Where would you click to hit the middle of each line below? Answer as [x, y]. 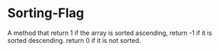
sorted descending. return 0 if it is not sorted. [74, 40]
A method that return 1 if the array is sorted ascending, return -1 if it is [110, 33]
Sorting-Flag [46, 13]
